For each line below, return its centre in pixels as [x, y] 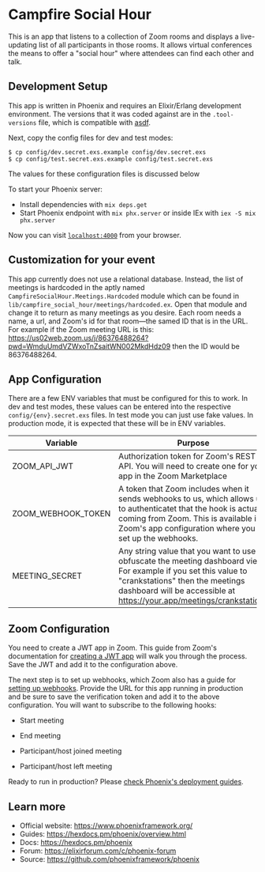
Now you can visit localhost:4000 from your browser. [95, 235]
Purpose [193, 443]
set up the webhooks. [158, 538]
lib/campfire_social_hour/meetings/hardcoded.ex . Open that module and [127, 304]
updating [23, 44]
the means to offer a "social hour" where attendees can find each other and [131, 53]
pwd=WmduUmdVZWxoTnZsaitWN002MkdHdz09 [90, 346]
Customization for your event [82, 260]
